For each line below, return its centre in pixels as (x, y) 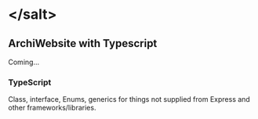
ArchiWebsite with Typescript (83, 43)
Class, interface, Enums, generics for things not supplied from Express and (129, 99)
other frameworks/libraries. (52, 108)
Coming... (24, 62)
